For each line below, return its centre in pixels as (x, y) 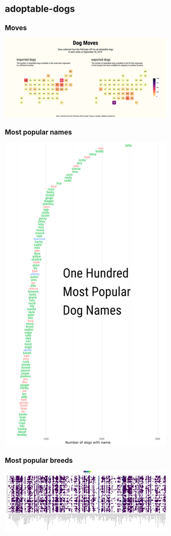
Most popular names (38, 132)
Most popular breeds (39, 460)
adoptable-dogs (40, 9)
